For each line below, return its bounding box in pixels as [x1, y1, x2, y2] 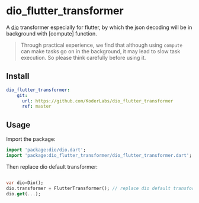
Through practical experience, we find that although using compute [20, 41, 182, 49]
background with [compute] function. [6, 30, 98, 37]
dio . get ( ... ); [6, 191, 41, 196]
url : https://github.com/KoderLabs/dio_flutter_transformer [21, 98, 174, 104]
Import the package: [6, 136, 56, 143]
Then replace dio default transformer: [6, 163, 98, 170]
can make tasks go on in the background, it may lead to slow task [20, 47, 181, 54]
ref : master [21, 104, 52, 109]
